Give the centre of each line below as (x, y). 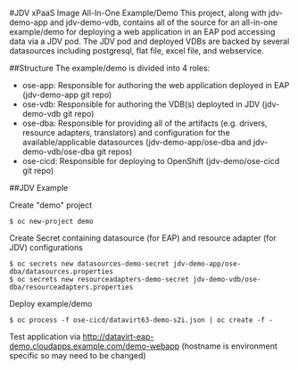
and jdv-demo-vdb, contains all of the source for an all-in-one (164, 22)
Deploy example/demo (51, 304)
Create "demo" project (51, 205)
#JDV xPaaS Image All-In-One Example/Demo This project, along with (138, 13)
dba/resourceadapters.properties (71, 287)
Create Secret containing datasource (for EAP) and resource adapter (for (143, 238)
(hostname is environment (230, 346)
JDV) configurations (46, 247)
